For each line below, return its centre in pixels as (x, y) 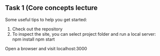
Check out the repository (37, 29)
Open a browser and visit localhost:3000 (46, 48)
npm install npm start (34, 39)
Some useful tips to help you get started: (46, 19)
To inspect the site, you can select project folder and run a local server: (84, 34)
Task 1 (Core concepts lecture (51, 8)
